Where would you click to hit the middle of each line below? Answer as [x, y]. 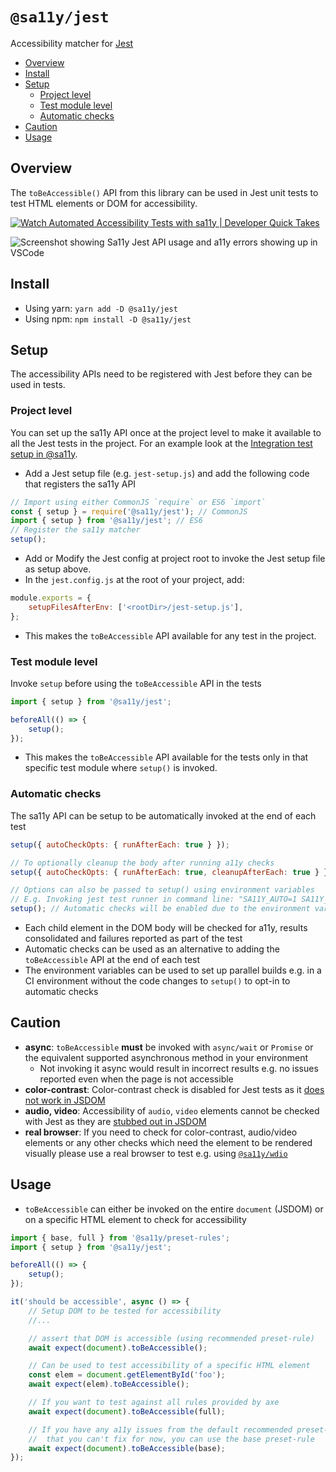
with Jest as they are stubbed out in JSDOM [115, 1121]
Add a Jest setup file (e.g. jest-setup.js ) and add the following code [167, 473]
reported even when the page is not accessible [136, 1079]
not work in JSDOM [65, 1100]
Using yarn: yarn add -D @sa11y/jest [101, 308]
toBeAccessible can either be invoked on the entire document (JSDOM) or [174, 1209]
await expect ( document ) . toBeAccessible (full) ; [127, 1411]
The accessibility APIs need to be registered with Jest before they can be [161, 374]
